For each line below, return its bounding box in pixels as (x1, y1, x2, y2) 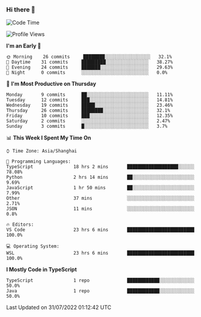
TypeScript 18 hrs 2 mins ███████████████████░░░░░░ (6, 164, 195, 170)
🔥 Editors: (6, 222, 34, 228)
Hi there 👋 (6, 5, 36, 14)
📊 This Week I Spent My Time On (6, 134, 91, 142)
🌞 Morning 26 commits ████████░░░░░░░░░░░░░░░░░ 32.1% (6, 54, 172, 60)
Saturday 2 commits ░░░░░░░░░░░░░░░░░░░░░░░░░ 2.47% (6, 118, 170, 124)
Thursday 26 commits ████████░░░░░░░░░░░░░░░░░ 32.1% (6, 107, 170, 113)
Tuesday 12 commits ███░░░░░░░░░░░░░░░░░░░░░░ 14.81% (6, 97, 173, 103)
